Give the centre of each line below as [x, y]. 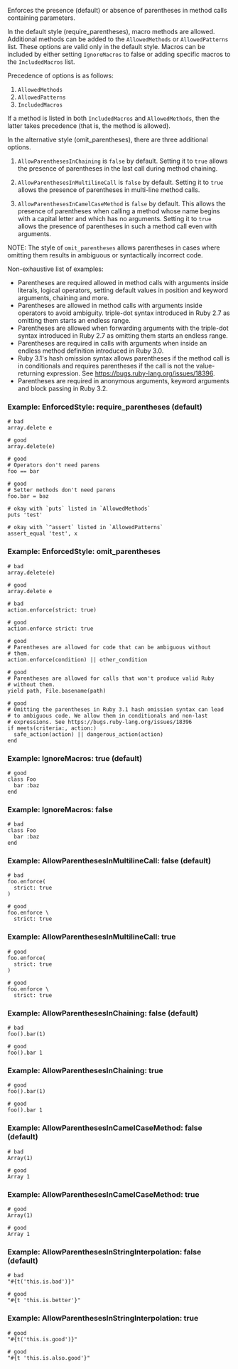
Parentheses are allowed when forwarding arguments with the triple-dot [123, 328]
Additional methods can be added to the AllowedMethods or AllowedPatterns [118, 39]
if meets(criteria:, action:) [52, 728]
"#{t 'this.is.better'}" [44, 1301]
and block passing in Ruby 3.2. [63, 388]
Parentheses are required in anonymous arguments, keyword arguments [123, 381]
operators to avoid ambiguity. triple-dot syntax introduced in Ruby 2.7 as [124, 313]
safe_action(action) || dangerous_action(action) [88, 734]
